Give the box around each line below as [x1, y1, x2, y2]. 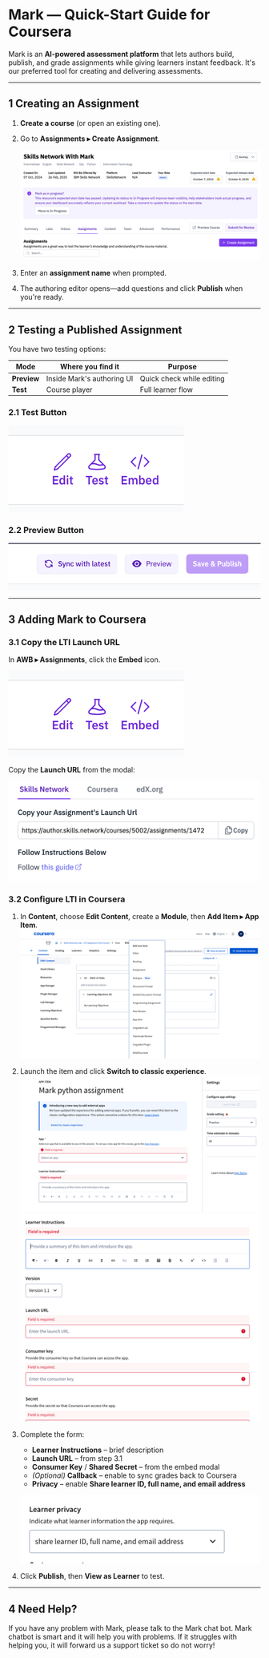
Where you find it [59, 362, 120, 372]
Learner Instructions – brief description [31, 1445, 164, 1454]
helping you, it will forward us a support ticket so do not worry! [8, 1640, 215, 1650]
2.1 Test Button [8, 407, 67, 418]
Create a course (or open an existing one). [19, 118, 162, 127]
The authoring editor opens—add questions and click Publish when [19, 284, 243, 293]
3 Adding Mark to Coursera [8, 613, 147, 626]
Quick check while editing [139, 373, 226, 383]
